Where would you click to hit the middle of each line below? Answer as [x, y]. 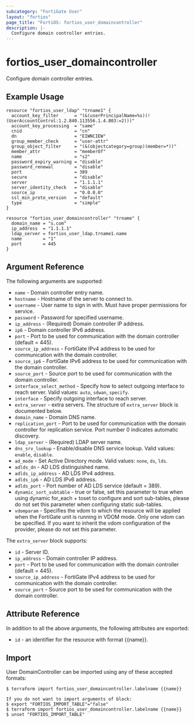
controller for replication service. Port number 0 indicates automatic [96, 429]
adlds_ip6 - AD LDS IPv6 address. [56, 479]
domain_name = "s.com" [39, 223]
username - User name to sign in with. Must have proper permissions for [101, 305]
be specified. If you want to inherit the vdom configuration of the [93, 523]
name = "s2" [51, 157]
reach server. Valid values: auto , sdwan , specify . [72, 392]
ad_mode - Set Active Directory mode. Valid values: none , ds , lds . [91, 460]
